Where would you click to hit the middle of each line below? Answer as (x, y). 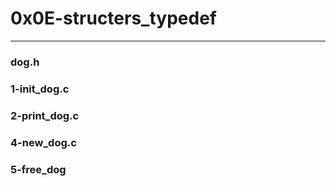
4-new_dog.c (43, 142)
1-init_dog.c (40, 89)
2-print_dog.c (45, 115)
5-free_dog (38, 169)
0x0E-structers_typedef (113, 18)
